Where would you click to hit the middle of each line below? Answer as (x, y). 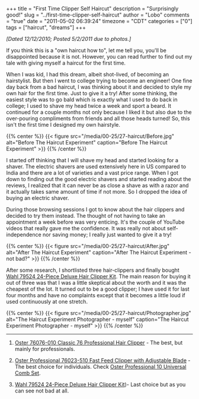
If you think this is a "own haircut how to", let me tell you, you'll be (86, 50)
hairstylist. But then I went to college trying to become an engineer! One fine (99, 81)
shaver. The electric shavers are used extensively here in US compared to (96, 166)
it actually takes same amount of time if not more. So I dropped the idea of (97, 192)
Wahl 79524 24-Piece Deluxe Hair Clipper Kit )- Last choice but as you (100, 384)
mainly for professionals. (45, 349)
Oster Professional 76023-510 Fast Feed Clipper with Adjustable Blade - (102, 360)
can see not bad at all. (42, 391)
